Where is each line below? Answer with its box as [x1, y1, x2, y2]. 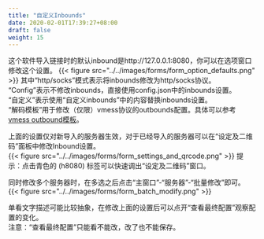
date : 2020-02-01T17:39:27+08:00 [8, 19, 118, 27]
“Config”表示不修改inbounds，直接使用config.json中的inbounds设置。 [8, 86, 236, 95]
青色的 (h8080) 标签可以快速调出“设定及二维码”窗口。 [35, 161, 210, 171]
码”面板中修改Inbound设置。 [8, 142, 101, 151]
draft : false [8, 26, 51, 34]
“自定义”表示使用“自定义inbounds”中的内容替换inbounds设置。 [8, 95, 212, 105]
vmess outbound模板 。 [8, 115, 84, 124]
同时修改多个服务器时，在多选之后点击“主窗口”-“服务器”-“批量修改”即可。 [8, 178, 246, 187]
